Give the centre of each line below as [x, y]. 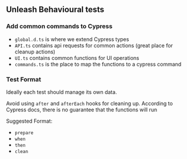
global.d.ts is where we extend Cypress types [72, 39]
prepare [24, 133]
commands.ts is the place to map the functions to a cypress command [98, 64]
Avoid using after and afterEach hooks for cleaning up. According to [90, 103]
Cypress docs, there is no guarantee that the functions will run [82, 109]
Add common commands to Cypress [59, 26]
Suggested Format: [29, 121]
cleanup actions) [35, 52]
